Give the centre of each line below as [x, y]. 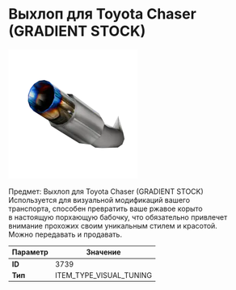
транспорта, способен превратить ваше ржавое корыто [106, 208]
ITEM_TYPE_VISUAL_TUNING [103, 275]
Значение [103, 252]
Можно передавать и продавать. [65, 234]
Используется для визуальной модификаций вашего [99, 200]
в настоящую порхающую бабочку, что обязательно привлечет [118, 217]
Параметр [30, 252]
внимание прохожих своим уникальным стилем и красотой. [113, 225]
